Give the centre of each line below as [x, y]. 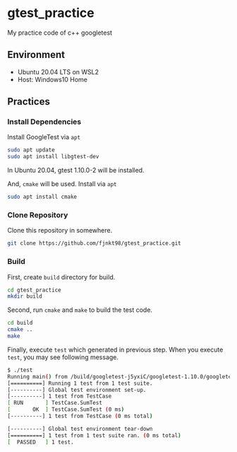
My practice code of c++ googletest [60, 33]
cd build [20, 323]
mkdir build [25, 296]
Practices [29, 102]
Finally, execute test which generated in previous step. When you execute [115, 349]
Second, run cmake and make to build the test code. [80, 310]
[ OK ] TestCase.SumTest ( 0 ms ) [66, 410]
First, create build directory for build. [61, 277]
